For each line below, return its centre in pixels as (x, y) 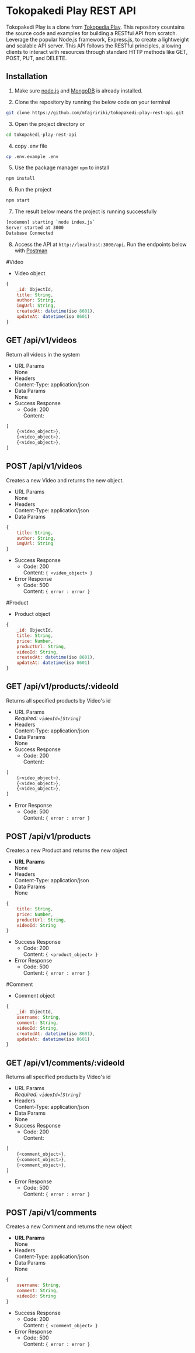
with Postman (31, 251)
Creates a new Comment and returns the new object (69, 1227)
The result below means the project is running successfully (86, 211)
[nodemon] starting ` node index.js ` (51, 222)
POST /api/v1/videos (44, 466)
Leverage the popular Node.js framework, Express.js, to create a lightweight (97, 39)
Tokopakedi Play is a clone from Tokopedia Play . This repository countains (95, 27)
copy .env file (31, 146)
